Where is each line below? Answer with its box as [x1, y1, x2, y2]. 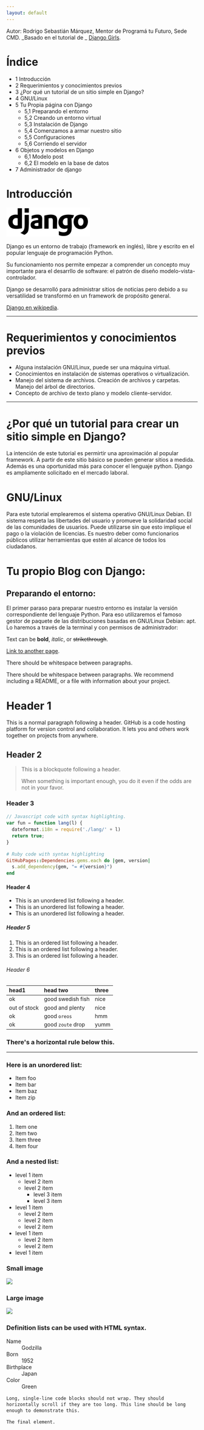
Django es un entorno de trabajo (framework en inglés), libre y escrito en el [6, 242, 194, 249]
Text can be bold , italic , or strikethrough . [6, 636, 108, 643]
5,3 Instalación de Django [24, 120, 88, 128]
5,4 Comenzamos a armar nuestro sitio [24, 127, 122, 134]
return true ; [12, 832, 45, 839]
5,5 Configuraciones [24, 133, 75, 141]
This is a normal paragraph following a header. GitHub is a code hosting [6, 719, 186, 727]
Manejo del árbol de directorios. [15, 383, 95, 391]
